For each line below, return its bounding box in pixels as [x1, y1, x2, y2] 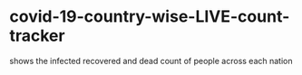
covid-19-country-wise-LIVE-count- [9, 6, 290, 27]
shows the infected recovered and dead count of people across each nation [9, 55, 293, 66]
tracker [9, 25, 65, 46]
